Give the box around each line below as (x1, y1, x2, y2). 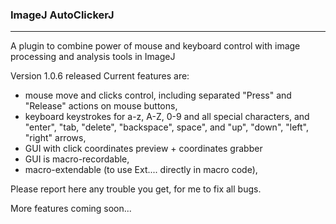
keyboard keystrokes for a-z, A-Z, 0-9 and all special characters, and (24, 111, 310, 123)
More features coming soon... (10, 203, 132, 215)
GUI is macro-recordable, (24, 153, 130, 165)
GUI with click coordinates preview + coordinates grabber (24, 143, 263, 155)
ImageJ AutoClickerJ (10, 8, 115, 22)
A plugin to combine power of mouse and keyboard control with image (10, 40, 301, 52)
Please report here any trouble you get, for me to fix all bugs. (10, 183, 262, 195)
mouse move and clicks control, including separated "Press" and (24, 89, 292, 102)
